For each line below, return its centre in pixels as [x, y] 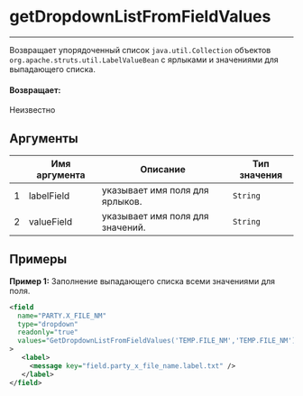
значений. [124, 227]
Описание [163, 169]
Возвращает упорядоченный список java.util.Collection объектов [140, 50]
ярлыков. [122, 201]
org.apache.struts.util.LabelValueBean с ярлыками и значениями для [144, 60]
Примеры [38, 259]
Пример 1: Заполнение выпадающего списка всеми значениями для [142, 281]
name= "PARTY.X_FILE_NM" [62, 316]
